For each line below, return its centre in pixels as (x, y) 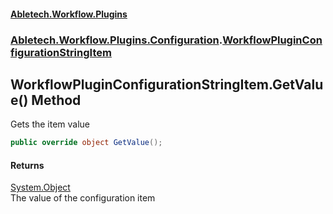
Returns (27, 165)
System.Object (40, 187)
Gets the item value (50, 124)
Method (56, 100)
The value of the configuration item (83, 198)
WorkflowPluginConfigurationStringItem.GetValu (167, 84)
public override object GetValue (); (86, 143)
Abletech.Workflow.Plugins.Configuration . (116, 40)
